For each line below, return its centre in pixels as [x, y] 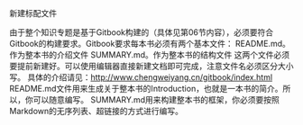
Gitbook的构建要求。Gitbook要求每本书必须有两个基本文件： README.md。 [150, 44]
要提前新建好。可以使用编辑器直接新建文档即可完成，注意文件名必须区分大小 [151, 66]
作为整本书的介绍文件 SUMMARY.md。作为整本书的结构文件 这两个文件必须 [150, 55]
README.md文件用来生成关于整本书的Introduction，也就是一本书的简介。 [146, 89]
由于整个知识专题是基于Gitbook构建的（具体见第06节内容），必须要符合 [141, 32]
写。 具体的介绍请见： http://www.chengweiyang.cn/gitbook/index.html [141, 77]
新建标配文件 [33, 13]
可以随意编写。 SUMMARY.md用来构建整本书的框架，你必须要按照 [156, 100]
